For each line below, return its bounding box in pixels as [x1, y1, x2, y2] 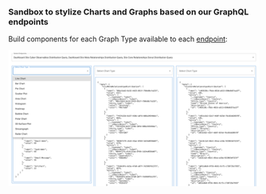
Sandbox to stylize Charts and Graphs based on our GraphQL [8, 6, 249, 17]
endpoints [8, 16, 49, 27]
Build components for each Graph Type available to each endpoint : [8, 34, 229, 44]
